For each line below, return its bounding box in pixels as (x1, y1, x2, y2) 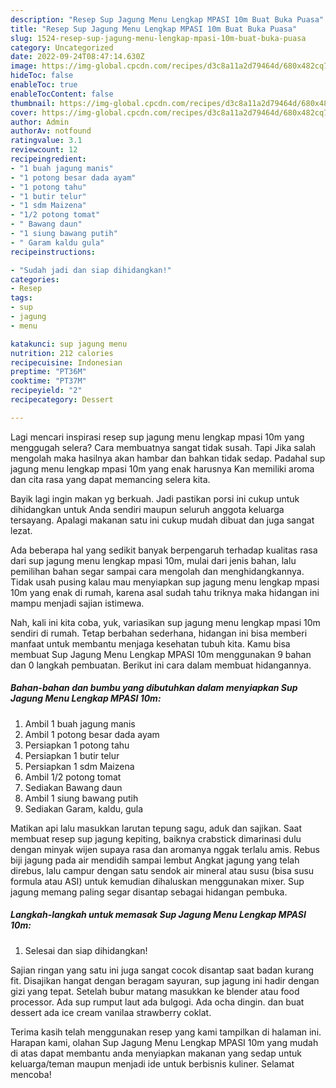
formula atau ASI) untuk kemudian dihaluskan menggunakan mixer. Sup (10, 875, 305, 887)
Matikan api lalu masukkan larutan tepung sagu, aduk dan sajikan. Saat (10, 822, 303, 834)
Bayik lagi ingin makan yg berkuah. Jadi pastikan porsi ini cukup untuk (10, 492, 300, 505)
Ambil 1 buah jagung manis (24, 717, 136, 730)
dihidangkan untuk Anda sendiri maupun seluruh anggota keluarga (10, 503, 285, 515)
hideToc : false (10, 71, 74, 81)
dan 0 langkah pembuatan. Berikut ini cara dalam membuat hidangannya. (10, 659, 312, 671)
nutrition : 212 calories (10, 348, 114, 358)
